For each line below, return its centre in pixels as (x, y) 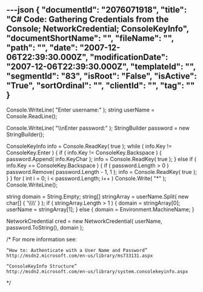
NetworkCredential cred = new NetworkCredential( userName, (84, 221)
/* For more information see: (42, 239)
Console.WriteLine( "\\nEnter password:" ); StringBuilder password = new (98, 128)
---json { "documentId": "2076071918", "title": (97, 10)
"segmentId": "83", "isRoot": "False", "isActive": (101, 76)
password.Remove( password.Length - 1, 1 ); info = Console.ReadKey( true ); (101, 171)
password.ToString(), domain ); (45, 227)
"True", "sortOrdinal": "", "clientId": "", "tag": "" (101, 86)
